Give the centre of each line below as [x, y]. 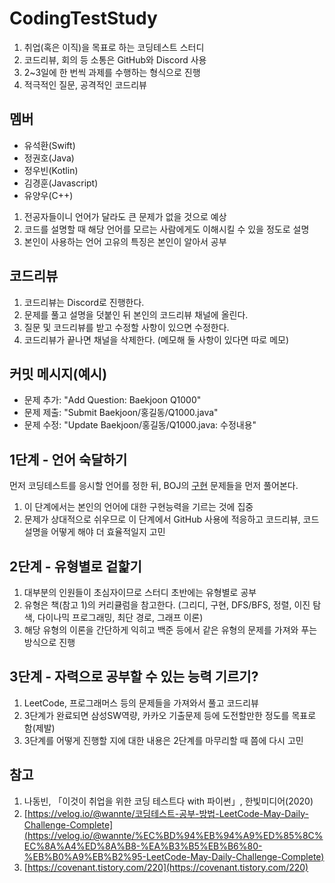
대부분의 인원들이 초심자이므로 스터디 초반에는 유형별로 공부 [140, 592]
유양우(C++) [48, 195]
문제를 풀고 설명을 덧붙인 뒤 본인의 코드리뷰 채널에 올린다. [136, 314]
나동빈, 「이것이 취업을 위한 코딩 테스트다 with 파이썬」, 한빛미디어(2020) [168, 801]
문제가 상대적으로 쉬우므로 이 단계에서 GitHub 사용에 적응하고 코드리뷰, [162, 519]
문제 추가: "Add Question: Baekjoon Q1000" [112, 400]
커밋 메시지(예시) [58, 373]
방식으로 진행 [49, 642]
